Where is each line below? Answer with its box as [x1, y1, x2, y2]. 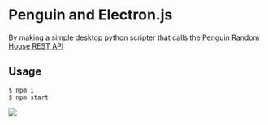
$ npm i [8, 86, 35, 94]
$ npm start [8, 93, 49, 101]
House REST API [8, 41, 64, 50]
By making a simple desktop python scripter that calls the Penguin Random [8, 32, 260, 42]
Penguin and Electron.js [8, 6, 173, 24]
